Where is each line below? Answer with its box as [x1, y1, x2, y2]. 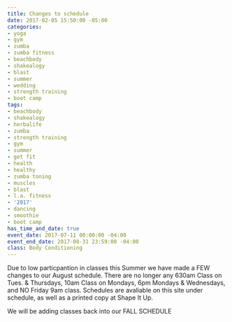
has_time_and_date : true [7, 225, 80, 232]
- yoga [7, 29, 27, 37]
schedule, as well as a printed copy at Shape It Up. [7, 293, 154, 302]
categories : [7, 23, 42, 30]
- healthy [7, 166, 36, 174]
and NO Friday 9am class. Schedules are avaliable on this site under [7, 286, 203, 295]
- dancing [7, 206, 36, 213]
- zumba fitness [7, 50, 55, 57]
